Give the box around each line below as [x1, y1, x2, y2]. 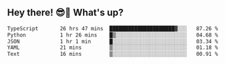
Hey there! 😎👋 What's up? [7, 7, 124, 19]
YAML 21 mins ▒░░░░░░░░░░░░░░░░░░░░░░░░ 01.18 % [7, 44, 218, 52]
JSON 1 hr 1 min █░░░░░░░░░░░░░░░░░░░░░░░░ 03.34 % [7, 38, 218, 45]
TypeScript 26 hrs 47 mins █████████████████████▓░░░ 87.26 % [7, 25, 218, 32]
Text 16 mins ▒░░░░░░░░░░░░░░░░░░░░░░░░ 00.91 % [7, 51, 218, 58]
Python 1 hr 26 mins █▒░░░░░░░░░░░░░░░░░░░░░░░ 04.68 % [7, 32, 218, 39]
